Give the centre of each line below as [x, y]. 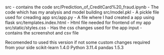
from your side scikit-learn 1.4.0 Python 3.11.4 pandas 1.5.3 [65, 47]
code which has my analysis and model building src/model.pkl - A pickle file [82, 12]
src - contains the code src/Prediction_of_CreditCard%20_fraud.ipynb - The [82, 7]
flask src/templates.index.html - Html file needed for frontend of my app [78, 22]
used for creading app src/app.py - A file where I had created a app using [80, 17]
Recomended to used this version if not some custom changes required [78, 42]
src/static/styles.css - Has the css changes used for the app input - [74, 28]
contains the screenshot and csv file [42, 33]
